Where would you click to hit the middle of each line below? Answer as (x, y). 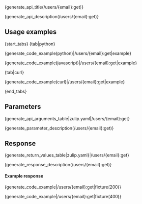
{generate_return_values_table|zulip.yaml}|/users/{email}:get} (67, 155)
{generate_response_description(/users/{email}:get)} (58, 165)
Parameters (23, 107)
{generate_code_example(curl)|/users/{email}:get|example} (65, 82)
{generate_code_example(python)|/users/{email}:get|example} (68, 53)
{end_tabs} (16, 91)
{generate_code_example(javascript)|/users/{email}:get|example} (71, 63)
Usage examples (31, 32)
